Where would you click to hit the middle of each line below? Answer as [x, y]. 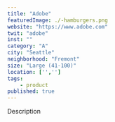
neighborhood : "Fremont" [43, 59]
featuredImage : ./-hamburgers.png [58, 20]
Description [24, 112]
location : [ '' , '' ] [34, 72]
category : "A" [28, 46]
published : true [31, 91]
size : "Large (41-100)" [42, 66]
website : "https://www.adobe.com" [58, 26]
